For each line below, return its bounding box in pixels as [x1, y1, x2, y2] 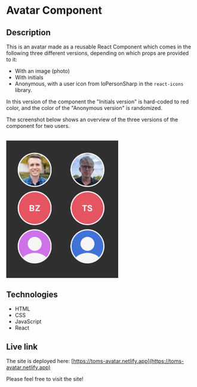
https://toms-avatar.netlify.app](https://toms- [73, 358, 184, 365]
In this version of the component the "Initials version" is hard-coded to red [6, 98, 189, 105]
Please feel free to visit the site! [6, 376, 84, 383]
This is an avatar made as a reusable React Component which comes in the [6, 43, 192, 50]
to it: [6, 56, 17, 63]
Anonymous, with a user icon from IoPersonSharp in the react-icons [14, 80, 184, 87]
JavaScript [14, 318, 42, 325]
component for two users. [6, 122, 70, 129]
